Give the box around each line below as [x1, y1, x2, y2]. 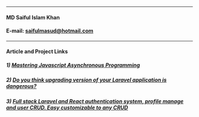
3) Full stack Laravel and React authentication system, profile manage [6, 97, 184, 105]
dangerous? [6, 83, 37, 90]
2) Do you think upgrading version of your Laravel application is [6, 76, 167, 83]
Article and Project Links [6, 48, 68, 55]
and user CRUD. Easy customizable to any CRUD [6, 104, 129, 111]
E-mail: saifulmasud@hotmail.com [6, 27, 94, 34]
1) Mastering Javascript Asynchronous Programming [6, 61, 140, 69]
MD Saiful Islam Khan [6, 14, 60, 21]
